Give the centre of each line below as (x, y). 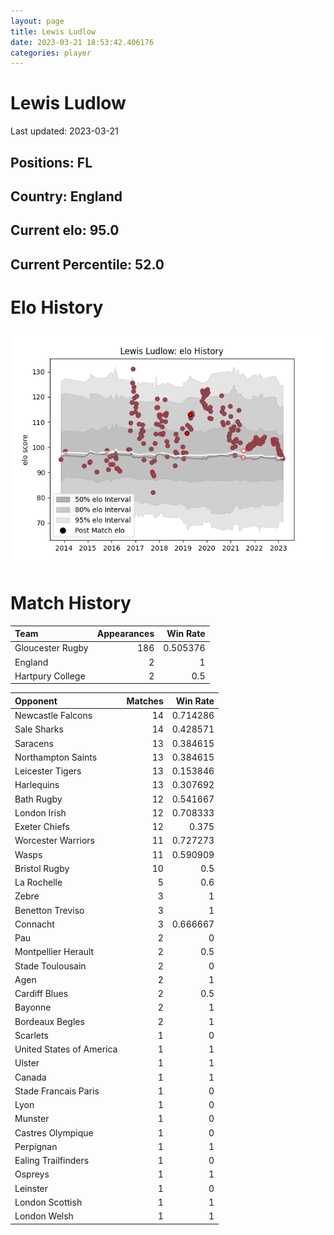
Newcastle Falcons (53, 716)
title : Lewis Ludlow (53, 31)
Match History (71, 602)
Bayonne (33, 1007)
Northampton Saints (56, 757)
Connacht (34, 924)
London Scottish (48, 1202)
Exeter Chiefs (42, 827)
